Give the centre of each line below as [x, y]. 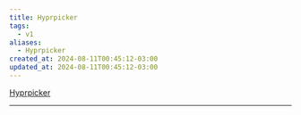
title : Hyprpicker [43, 17]
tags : [19, 26]
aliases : [26, 42]
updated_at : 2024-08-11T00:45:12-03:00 [84, 68]
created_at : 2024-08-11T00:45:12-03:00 [84, 59]
